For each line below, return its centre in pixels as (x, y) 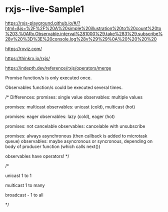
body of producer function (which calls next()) (53, 146)
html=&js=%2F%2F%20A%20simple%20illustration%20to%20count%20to (83, 28)
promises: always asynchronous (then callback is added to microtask (76, 135)
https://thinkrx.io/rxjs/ (27, 58)
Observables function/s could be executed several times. (64, 87)
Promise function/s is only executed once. (48, 77)
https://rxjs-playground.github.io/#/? (43, 23)
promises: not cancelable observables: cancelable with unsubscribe (75, 126)
